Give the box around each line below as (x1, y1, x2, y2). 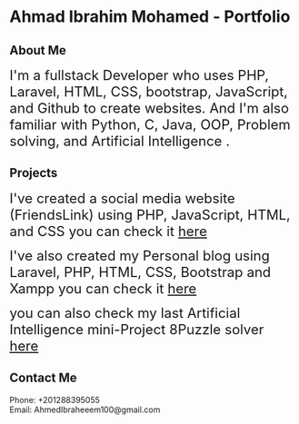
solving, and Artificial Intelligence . (9, 133, 230, 150)
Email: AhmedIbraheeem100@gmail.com (9, 404, 161, 415)
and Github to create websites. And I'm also (9, 100, 289, 117)
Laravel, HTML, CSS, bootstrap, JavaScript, (9, 84, 288, 101)
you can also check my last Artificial (9, 304, 241, 321)
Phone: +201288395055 (9, 394, 100, 405)
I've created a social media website (9, 189, 236, 207)
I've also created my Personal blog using (9, 247, 270, 264)
